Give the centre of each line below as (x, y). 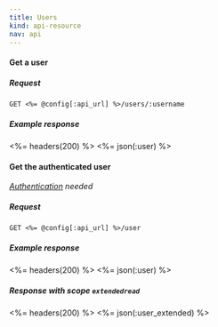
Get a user (29, 62)
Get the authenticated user (60, 166)
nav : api (25, 34)
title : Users (33, 17)
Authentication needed (51, 187)
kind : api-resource (45, 26)
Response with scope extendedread (75, 291)
